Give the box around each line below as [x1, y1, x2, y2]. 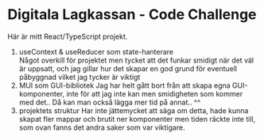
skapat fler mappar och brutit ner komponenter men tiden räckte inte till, [18, 114, 256, 123]
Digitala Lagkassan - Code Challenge [7, 6, 257, 24]
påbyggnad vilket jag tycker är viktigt [18, 72, 141, 81]
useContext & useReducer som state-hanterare [18, 47, 174, 56]
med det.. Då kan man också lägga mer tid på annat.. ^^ [18, 97, 201, 107]
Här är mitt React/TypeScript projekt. [7, 32, 128, 41]
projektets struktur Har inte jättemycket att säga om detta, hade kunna [18, 105, 249, 115]
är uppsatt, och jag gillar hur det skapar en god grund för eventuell [18, 63, 238, 73]
